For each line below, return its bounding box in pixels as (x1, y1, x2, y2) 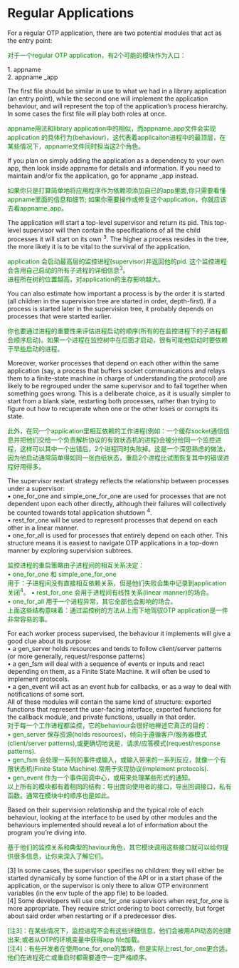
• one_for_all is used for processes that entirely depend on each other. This (7, 530, 228, 540)
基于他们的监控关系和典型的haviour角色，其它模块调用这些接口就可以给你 (7, 842, 223, 851)
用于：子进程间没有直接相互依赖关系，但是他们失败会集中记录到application (7, 578, 227, 587)
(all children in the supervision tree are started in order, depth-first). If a (7, 297, 217, 306)
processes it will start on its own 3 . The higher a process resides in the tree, (7, 233, 229, 243)
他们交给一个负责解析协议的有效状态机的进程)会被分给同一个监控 (26, 435, 216, 444)
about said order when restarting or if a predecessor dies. (7, 912, 177, 920)
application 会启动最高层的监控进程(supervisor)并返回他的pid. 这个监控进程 (7, 257, 228, 266)
